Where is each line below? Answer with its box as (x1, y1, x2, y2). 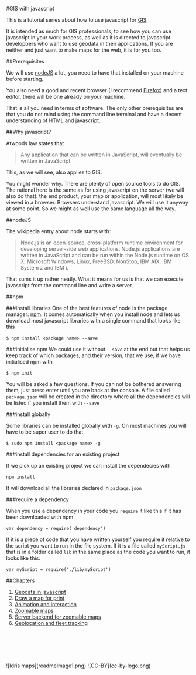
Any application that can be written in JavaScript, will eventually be (20, 151, 183, 158)
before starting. (6, 76, 44, 82)
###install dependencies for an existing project (6, 451, 120, 458)
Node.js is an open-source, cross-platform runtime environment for (20, 239, 183, 246)
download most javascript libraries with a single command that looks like (6, 317, 181, 324)
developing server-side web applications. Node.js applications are (20, 246, 180, 252)
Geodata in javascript (14, 589, 66, 595)
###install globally (6, 411, 51, 418)
